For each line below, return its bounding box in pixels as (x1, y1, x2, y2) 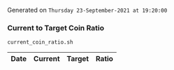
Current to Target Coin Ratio (7, 23, 105, 33)
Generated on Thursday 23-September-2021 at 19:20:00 (7, 6, 168, 14)
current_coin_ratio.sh (7, 39, 73, 46)
